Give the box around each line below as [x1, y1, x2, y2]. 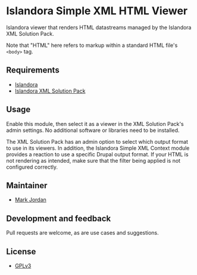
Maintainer [6, 180, 48, 191]
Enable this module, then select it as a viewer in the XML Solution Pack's [6, 120, 185, 127]
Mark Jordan [14, 196, 46, 203]
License [6, 246, 36, 257]
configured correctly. [6, 163, 58, 170]
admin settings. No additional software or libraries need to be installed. [6, 127, 180, 134]
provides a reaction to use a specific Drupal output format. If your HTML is [6, 150, 189, 158]
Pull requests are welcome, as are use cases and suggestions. [6, 229, 159, 236]
